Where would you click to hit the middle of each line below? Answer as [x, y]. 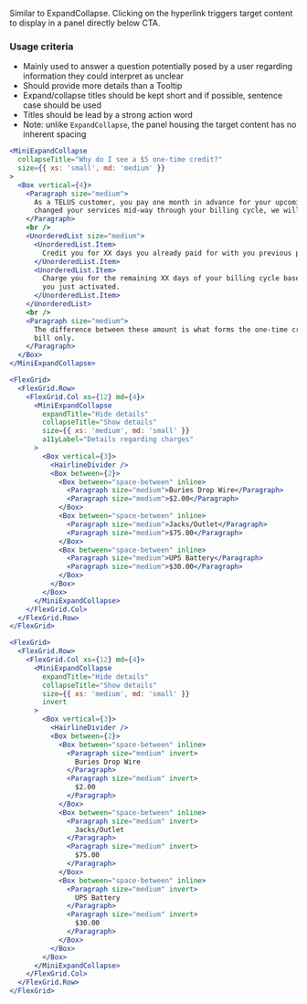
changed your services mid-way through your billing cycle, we [157, 211]
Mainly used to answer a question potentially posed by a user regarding [158, 67]
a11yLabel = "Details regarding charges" [118, 439]
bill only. [54, 338]
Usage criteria [42, 47]
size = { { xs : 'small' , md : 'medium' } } [92, 168]
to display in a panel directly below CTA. [85, 23]
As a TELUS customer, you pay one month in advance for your [153, 202]
